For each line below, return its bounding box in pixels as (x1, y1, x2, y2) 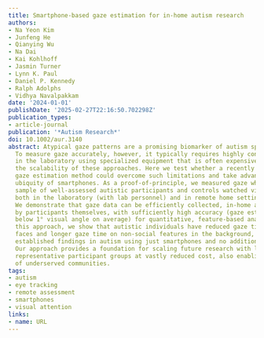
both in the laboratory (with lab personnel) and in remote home (15, 194, 234, 202)
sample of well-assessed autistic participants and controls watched (15, 186, 247, 194)
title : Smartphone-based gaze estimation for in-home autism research (8, 11, 244, 20)
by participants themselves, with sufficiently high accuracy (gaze (15, 209, 244, 216)
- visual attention (8, 303, 72, 311)
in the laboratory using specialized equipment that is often (15, 158, 223, 165)
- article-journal (8, 121, 68, 129)
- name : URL (8, 318, 47, 325)
